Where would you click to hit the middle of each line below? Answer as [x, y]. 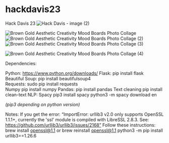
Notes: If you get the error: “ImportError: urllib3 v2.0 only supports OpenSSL [84, 114]
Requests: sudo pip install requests [42, 84]
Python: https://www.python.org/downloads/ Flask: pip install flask [74, 73]
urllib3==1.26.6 [21, 135]
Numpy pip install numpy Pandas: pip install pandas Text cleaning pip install [84, 89]
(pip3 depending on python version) [43, 104]
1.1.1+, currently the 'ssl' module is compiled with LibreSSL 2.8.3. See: [77, 119]
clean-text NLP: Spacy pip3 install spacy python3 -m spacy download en [81, 94]
